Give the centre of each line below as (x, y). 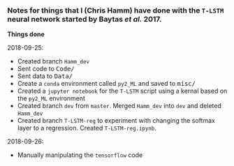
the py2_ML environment (51, 98)
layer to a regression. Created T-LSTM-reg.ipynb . (87, 128)
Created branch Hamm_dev (53, 61)
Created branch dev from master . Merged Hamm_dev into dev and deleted (119, 106)
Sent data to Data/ (45, 76)
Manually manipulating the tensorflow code (80, 155)
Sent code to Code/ (46, 69)
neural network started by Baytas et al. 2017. (85, 19)
